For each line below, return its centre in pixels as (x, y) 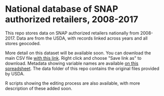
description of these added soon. (39, 88)
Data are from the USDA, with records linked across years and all (82, 38)
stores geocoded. (23, 43)
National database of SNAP (62, 9)
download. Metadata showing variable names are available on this (72, 63)
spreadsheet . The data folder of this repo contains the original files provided (82, 68)
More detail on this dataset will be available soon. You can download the (78, 53)
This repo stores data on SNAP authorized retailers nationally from (72, 33)
